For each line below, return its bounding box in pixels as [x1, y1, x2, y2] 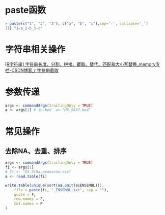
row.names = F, [14, 197, 45, 202]
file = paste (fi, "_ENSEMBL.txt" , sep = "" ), [14, 187, 109, 192]
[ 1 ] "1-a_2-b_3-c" [5, 26, 43, 31]
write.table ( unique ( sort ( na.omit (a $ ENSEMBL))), [5, 183, 105, 188]
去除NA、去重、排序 [5, 146, 67, 155]
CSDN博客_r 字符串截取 [11, 67, 59, 73]
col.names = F [14, 201, 43, 206]
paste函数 [5, 4, 46, 16]
